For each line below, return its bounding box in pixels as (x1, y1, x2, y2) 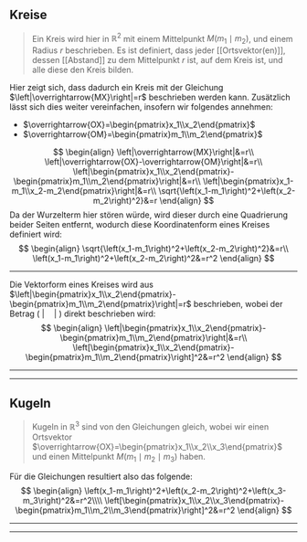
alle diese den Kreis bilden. (31, 64, 134, 76)
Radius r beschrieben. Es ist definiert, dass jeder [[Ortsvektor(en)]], (31, 45, 286, 56)
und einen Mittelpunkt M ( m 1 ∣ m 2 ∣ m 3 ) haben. (31, 451, 206, 464)
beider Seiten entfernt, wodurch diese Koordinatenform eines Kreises (9, 219, 270, 230)
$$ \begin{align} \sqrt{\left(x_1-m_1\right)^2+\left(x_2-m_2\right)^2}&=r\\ (17, 243, 290, 254)
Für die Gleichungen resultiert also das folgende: (9, 471, 194, 482)
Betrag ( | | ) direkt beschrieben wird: (9, 308, 156, 319)
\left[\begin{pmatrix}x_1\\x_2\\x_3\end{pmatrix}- (104, 494, 285, 505)
